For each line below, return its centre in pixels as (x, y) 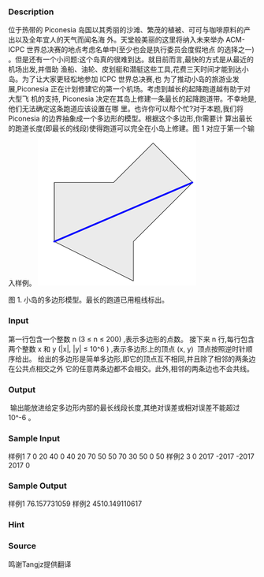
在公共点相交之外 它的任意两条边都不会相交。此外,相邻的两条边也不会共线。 (131, 368)
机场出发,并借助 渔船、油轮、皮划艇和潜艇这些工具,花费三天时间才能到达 (125, 69)
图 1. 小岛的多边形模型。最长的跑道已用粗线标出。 (89, 300)
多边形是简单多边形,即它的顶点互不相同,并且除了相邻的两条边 (157, 359)
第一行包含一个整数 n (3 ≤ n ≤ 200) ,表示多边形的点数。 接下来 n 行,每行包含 (131, 339)
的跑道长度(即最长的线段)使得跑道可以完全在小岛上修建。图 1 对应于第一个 (128, 128)
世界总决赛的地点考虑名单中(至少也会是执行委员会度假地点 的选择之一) (140, 50)
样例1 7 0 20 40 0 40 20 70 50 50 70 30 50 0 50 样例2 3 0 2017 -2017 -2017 (131, 456)
